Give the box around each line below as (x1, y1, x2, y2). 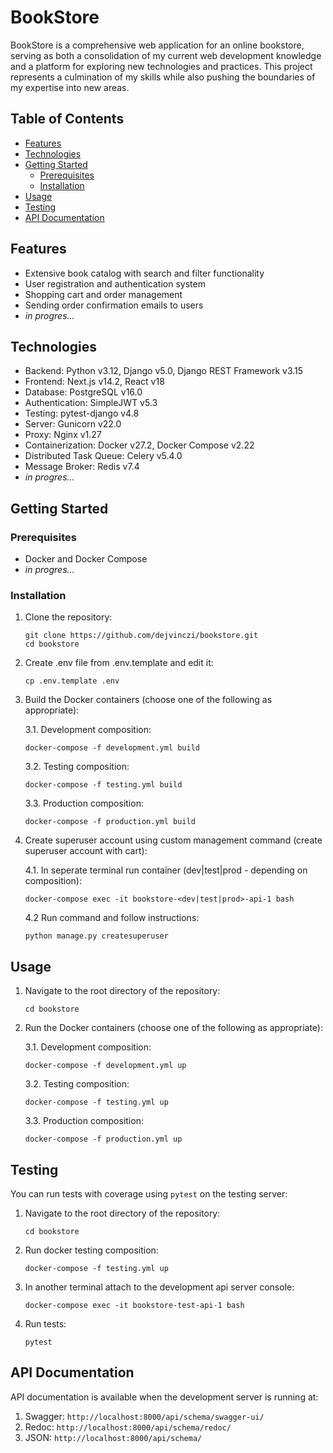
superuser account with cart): (24, 845, 148, 857)
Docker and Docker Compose (24, 553, 148, 565)
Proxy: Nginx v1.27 (24, 429, 102, 441)
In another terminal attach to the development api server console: (24, 1281, 295, 1293)
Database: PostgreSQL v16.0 (24, 386, 143, 398)
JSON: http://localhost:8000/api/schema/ (24, 1431, 203, 1443)
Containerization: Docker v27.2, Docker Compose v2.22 (24, 439, 255, 451)
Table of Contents (10, 111, 125, 128)
